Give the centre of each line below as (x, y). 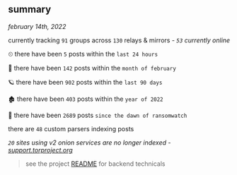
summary (30, 10)
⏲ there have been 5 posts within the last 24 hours (83, 54)
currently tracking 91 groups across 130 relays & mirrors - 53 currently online (119, 40)
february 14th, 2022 (37, 26)
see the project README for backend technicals (95, 164)
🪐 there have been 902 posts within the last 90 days (85, 82)
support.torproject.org (40, 150)
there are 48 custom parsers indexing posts (71, 128)
